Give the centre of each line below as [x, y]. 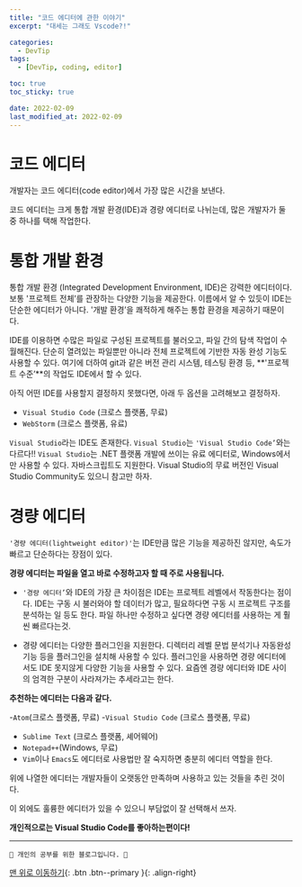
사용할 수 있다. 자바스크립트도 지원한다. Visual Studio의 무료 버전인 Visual [148, 466]
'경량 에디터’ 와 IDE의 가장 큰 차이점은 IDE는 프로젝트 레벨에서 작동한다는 [149, 593]
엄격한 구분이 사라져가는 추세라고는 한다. [103, 679]
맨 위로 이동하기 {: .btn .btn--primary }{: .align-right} [103, 873]
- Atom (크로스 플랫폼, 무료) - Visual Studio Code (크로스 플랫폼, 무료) [130, 718]
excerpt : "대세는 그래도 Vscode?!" [71, 26]
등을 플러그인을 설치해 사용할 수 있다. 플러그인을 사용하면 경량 [147, 656]
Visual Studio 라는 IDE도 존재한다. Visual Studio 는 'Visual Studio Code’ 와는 [150, 443]
